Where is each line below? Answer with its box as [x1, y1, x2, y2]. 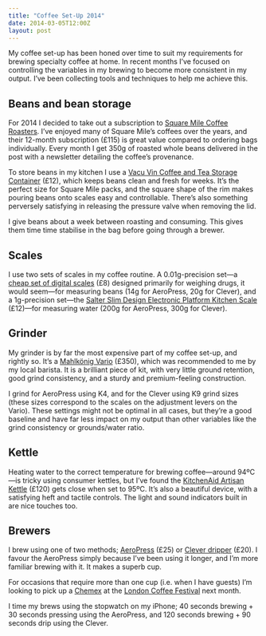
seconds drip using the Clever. [8, 618, 109, 628]
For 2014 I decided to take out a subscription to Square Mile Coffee [8, 118, 229, 128]
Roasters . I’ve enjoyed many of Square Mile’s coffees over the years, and [8, 127, 248, 136]
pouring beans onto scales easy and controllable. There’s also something [8, 193, 248, 203]
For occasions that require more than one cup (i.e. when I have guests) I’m [8, 578, 252, 587]
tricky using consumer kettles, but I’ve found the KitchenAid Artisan [22, 476, 244, 485]
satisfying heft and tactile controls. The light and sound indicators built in [8, 492, 248, 502]
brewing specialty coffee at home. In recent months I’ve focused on [8, 57, 231, 66]
